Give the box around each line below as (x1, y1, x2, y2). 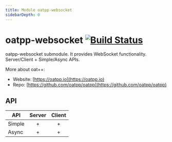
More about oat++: (5, 66, 45, 73)
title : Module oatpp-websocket (5, 7, 72, 13)
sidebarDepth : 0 (5, 12, 40, 17)
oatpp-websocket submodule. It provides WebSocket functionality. (5, 51, 147, 57)
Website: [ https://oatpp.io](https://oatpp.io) (12, 76, 105, 82)
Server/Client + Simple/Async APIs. (5, 57, 80, 63)
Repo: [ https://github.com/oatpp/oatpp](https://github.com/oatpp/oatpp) (12, 82, 167, 88)
